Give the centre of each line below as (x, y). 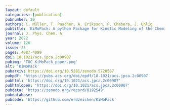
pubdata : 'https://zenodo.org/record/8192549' (55, 90)
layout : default (22, 10)
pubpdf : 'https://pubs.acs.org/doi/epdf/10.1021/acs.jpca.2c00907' (78, 76)
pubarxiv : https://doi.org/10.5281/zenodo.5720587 (60, 71)
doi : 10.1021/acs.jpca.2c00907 (38, 57)
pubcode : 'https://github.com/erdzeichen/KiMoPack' (61, 99)
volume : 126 (18, 43)
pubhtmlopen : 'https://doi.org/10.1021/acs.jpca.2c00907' (68, 85)
